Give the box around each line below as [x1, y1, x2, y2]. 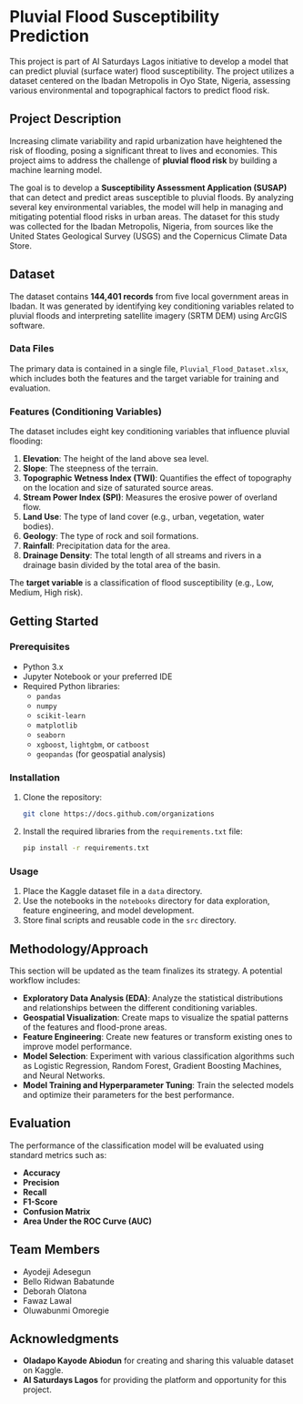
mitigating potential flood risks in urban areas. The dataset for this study [9, 211, 280, 222]
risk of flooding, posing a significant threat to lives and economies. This [9, 145, 278, 156]
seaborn [35, 730, 66, 739]
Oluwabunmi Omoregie [22, 1305, 109, 1316]
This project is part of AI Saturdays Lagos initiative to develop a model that [9, 56, 289, 66]
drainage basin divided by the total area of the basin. [22, 560, 221, 571]
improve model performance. [22, 1041, 133, 1052]
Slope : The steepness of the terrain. [22, 463, 159, 474]
